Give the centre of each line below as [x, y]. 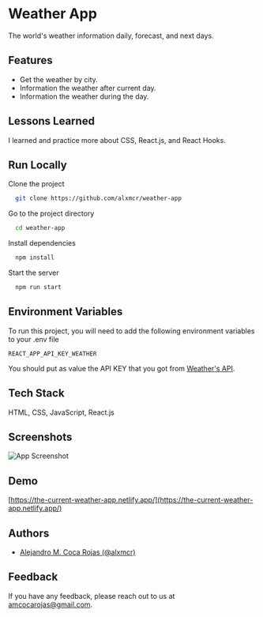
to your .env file [34, 339]
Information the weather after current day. [88, 88]
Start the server [34, 273]
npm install [35, 258]
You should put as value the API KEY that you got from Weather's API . [122, 368]
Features [30, 60]
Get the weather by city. [59, 79]
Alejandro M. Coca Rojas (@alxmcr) [77, 552]
